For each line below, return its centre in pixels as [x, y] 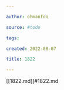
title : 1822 [21, 59]
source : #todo [23, 27]
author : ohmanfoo [27, 16]
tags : [13, 38]
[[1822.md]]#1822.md [32, 81]
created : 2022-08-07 [31, 49]
